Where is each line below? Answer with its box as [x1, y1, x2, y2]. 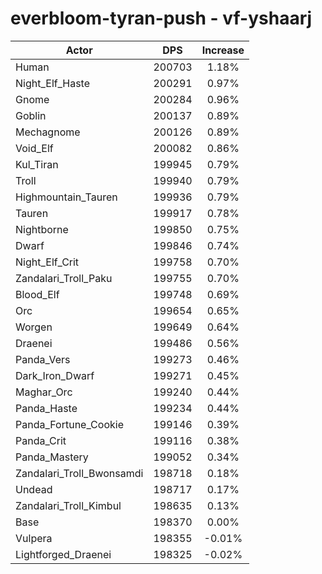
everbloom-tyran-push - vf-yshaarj [10, 7, 313, 30]
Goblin [15, 108, 47, 122]
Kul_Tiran [15, 157, 59, 171]
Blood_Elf [15, 287, 60, 301]
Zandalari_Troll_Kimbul [15, 498, 122, 512]
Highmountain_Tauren [15, 190, 118, 204]
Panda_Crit [15, 433, 67, 447]
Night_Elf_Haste [15, 76, 91, 90]
